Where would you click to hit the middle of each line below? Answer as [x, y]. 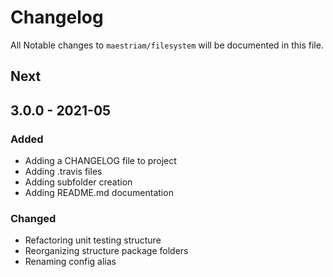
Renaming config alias [70, 262]
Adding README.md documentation [99, 193]
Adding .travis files [63, 172]
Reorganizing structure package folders [106, 251]
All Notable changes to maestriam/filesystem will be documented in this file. [167, 45]
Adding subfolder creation [78, 182]
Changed [33, 218]
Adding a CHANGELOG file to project [100, 161]
